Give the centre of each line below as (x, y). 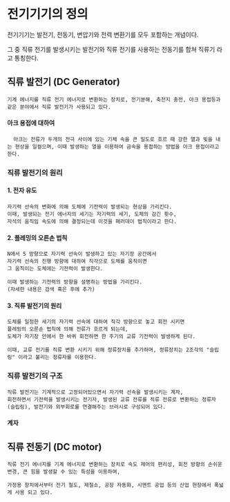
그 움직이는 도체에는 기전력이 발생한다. (55, 269)
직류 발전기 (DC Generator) (64, 82)
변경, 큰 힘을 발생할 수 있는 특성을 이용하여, (64, 472)
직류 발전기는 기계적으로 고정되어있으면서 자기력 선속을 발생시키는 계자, (95, 392)
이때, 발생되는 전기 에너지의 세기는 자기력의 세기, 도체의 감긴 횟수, (92, 214)
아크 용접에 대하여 (31, 123)
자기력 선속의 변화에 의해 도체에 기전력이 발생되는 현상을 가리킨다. (90, 207)
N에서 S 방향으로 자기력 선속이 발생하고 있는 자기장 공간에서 (82, 254)
